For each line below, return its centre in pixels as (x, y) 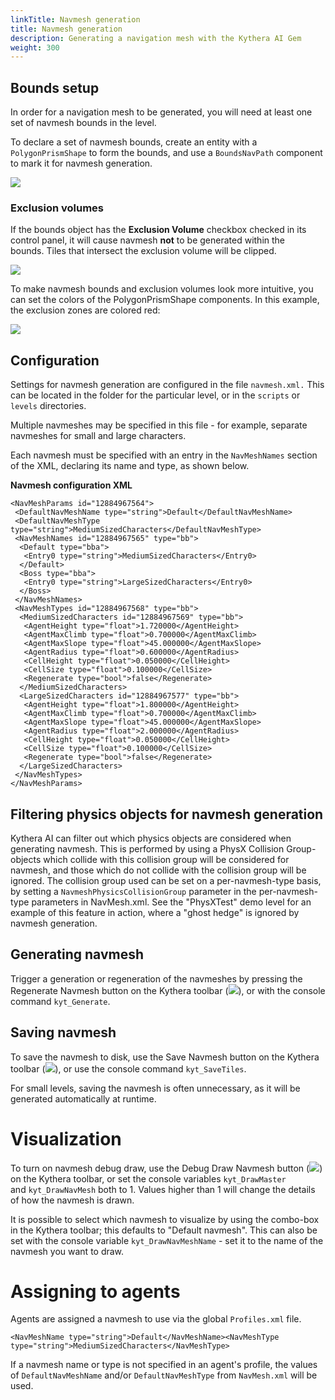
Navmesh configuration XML (71, 485)
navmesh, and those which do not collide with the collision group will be (158, 870)
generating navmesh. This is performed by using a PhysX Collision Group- (163, 848)
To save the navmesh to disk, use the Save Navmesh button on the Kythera (165, 1057)
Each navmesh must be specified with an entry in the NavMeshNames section (164, 455)
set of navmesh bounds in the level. (83, 123)
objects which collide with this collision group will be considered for (150, 859)
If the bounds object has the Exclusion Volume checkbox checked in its (158, 230)
